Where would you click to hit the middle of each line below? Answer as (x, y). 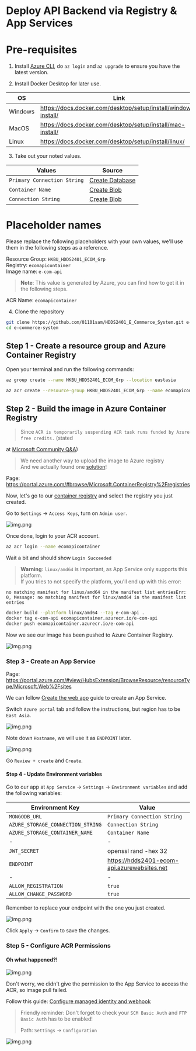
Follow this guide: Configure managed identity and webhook (78, 1001)
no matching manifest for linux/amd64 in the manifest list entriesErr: (96, 592)
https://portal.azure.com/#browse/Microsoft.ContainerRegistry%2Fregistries (98, 485)
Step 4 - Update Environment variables (54, 774)
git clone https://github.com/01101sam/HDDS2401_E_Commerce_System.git (95, 323)
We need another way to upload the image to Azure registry (92, 461)
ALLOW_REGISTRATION (36, 886)
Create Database (113, 181)
